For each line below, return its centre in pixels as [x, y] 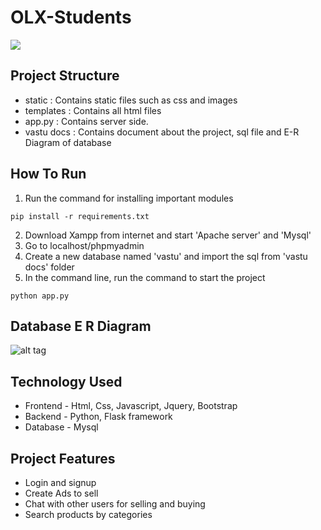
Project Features [63, 458]
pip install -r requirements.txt [80, 216]
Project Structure [65, 76]
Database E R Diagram [81, 326]
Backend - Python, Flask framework [98, 417]
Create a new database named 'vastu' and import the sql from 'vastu [166, 256]
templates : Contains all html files [93, 110]
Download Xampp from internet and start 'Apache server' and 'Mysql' [168, 235]
